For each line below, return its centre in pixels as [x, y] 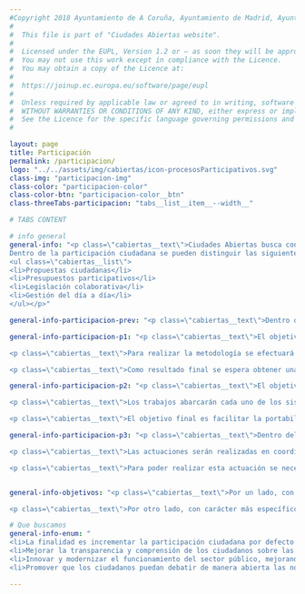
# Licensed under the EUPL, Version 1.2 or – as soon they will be [142, 52]
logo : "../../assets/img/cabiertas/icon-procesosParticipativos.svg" [144, 169]
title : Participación [50, 153]
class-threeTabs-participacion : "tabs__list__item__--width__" [132, 204]
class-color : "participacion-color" [79, 186]
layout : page [34, 145]
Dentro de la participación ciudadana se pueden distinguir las [133, 253]
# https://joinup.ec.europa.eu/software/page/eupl [109, 86]
